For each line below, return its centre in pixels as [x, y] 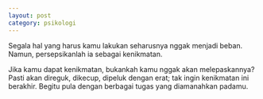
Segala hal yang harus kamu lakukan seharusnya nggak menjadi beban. [126, 45]
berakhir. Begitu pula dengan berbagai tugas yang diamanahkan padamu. [128, 86]
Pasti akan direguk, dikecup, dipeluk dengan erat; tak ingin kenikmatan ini [129, 78]
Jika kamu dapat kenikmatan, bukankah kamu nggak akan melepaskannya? [131, 69]
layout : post [30, 15]
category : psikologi [43, 23]
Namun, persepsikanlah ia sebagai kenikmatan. [85, 54]
